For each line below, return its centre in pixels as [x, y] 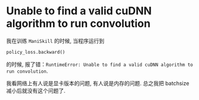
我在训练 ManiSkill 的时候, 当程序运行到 [55, 40]
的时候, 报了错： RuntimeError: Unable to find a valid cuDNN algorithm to [99, 64]
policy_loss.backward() [36, 52]
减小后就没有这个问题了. [36, 90]
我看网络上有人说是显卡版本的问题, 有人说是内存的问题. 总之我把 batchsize [98, 83]
